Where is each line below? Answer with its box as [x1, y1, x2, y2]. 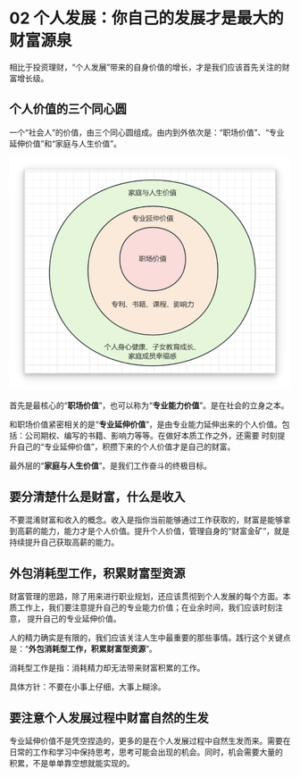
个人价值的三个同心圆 [9, 102, 127, 117]
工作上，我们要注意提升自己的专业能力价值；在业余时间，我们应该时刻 [16, 602, 275, 613]
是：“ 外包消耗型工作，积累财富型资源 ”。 [9, 644, 158, 655]
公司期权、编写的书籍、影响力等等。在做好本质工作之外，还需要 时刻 [24, 430, 278, 441]
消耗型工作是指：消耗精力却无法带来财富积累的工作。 [9, 663, 205, 673]
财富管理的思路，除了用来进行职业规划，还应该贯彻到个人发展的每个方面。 [9, 591, 283, 602]
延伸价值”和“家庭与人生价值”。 [9, 138, 122, 148]
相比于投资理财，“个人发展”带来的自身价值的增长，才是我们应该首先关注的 [9, 62, 283, 72]
